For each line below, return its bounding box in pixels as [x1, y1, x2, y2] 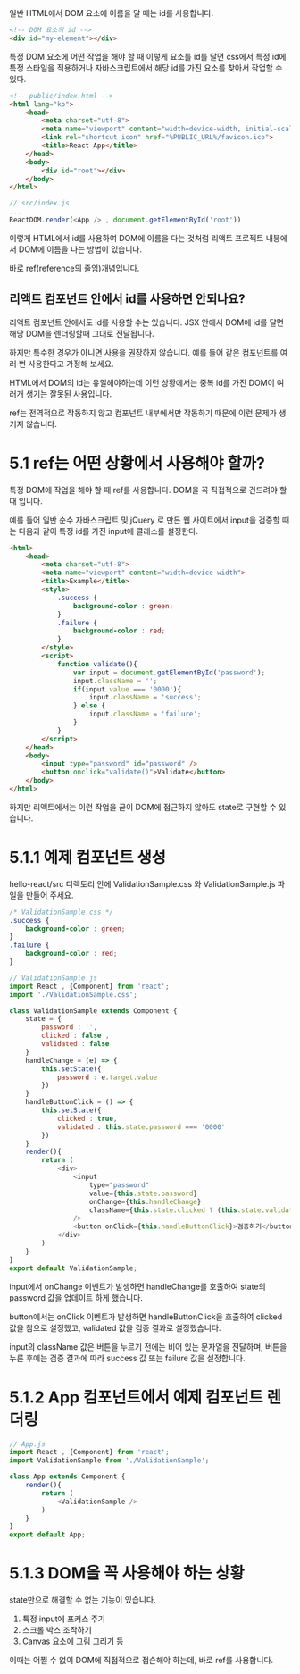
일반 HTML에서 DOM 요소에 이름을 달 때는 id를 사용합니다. [9, 8, 214, 18]
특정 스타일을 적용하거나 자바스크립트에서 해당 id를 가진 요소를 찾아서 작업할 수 [9, 62, 283, 73]
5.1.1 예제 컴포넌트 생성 [9, 848, 167, 868]
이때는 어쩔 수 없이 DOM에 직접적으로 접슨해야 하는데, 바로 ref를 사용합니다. [9, 1655, 274, 1666]
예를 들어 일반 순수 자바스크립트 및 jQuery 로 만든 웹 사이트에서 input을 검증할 [9, 515, 280, 525]
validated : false [41, 1040, 110, 1049]
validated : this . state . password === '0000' [56, 1122, 226, 1132]
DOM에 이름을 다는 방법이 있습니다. [18, 244, 143, 255]
